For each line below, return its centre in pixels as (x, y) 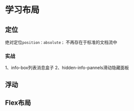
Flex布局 (18, 103)
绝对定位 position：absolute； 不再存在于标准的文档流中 (61, 42)
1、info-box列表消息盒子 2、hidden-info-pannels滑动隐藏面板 (67, 68)
